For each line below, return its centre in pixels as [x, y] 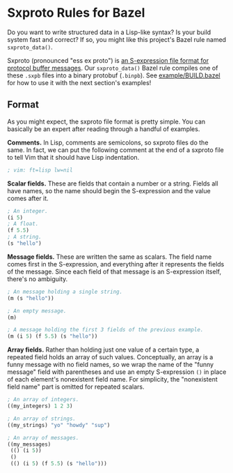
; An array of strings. [42, 419]
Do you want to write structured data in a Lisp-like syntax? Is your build [109, 32]
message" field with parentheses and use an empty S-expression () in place [117, 372]
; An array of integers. [43, 400]
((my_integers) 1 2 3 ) [40, 406]
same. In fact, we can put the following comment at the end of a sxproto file [115, 150]
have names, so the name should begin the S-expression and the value [109, 190]
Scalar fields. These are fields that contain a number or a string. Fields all [113, 183]
